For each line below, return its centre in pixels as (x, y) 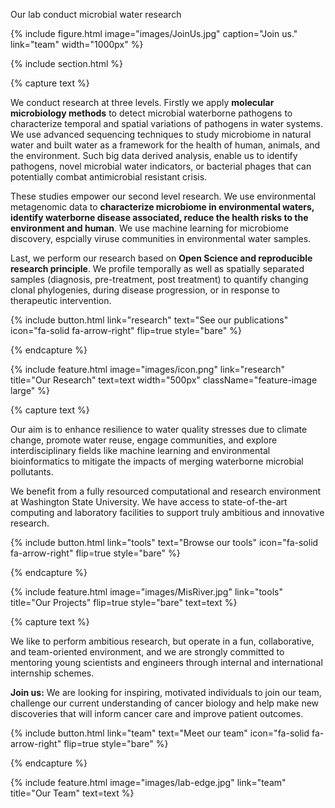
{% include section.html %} (67, 63)
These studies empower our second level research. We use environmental (163, 196)
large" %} (30, 390)
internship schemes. (52, 673)
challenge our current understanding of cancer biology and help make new (165, 703)
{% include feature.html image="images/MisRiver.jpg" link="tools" (146, 592)
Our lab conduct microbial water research (96, 14)
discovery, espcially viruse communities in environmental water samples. (161, 238)
